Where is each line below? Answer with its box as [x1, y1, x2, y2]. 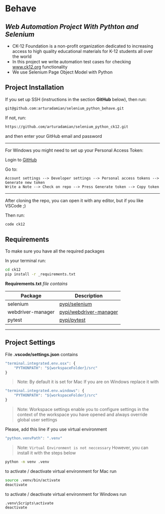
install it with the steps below [17, 450, 76, 456]
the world [12, 53, 32, 59]
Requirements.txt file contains [5, 281, 68, 286]
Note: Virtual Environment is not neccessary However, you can [17, 444, 149, 450]
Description [74, 292, 103, 299]
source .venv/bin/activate [5, 478, 60, 483]
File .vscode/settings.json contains [5, 351, 78, 357]
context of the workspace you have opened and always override [17, 411, 148, 417]
